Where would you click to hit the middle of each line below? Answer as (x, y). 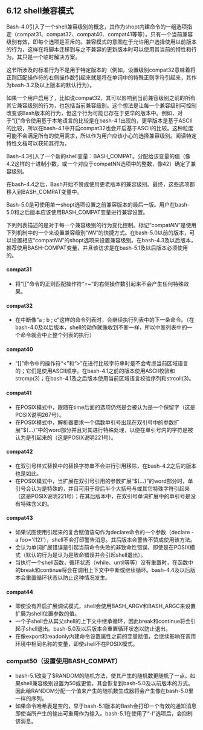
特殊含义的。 (36, 503)
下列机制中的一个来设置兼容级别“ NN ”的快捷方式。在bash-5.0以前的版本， (98, 233)
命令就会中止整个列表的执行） (57, 335)
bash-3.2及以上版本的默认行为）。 (53, 85)
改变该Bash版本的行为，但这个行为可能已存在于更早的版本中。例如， (92, 113)
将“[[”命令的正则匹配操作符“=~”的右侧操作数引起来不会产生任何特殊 (99, 284)
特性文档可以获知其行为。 (38, 143)
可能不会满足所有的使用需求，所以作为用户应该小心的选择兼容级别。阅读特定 (101, 136)
